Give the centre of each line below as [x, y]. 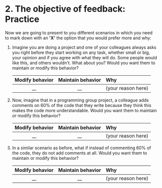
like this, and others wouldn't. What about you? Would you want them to [84, 63]
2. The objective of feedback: [65, 9]
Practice [22, 19]
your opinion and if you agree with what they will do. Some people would [84, 57]
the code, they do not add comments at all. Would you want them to [80, 153]
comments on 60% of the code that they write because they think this [81, 105]
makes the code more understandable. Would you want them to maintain [84, 110]
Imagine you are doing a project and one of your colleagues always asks [84, 47]
